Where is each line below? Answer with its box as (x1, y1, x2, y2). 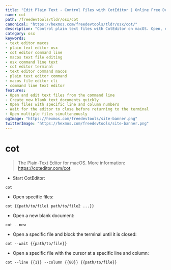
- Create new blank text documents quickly (5, 97, 99, 102)
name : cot (5, 12, 26, 17)
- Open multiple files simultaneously (5, 111, 88, 117)
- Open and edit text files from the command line (5, 93, 115, 98)
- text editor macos (5, 41, 49, 46)
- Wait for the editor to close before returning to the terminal (5, 107, 149, 112)
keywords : (5, 36, 26, 41)
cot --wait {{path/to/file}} (5, 241, 67, 246)
